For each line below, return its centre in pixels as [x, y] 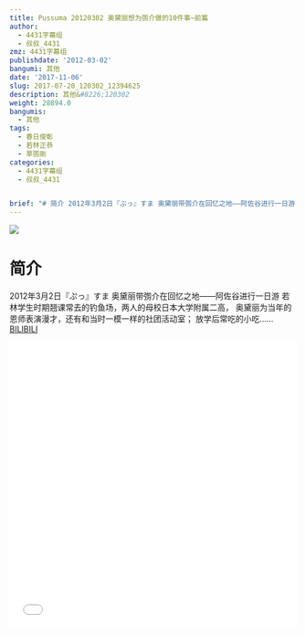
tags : [20, 129]
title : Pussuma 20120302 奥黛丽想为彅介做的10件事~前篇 [109, 18]
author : [24, 26]
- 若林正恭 [36, 145]
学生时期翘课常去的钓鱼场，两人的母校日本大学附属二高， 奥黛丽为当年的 [154, 308]
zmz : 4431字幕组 [38, 52]
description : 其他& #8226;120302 [69, 94]
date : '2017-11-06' [47, 78]
